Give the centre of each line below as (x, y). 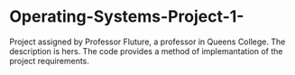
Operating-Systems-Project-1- (127, 17)
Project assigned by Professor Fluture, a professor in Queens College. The (147, 42)
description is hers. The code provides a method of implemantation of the (146, 51)
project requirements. (50, 61)
